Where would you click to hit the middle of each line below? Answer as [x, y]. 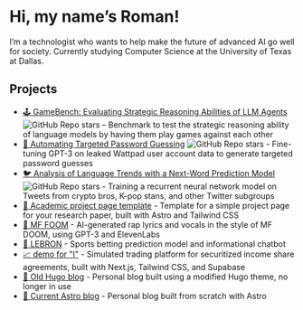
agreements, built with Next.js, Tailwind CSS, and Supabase [134, 267]
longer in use [47, 286]
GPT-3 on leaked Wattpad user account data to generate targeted [171, 153]
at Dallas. [27, 61]
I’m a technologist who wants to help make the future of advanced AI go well [152, 42]
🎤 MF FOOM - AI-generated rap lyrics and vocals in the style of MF [147, 224]
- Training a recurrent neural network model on [189, 186]
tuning [34, 153]
